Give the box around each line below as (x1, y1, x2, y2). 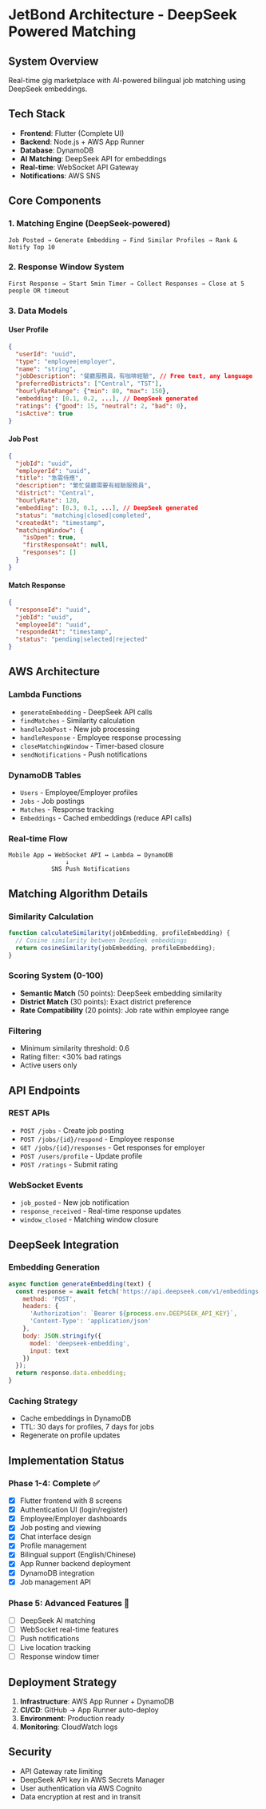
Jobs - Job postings (19, 797, 85, 806)
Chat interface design (19, 1532, 92, 1541)
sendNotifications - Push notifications (19, 749, 148, 759)
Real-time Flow (8, 833, 68, 844)
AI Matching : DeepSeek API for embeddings (19, 153, 167, 163)
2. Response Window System (8, 261, 125, 272)
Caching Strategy (8, 1395, 78, 1406)
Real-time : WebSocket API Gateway (19, 162, 139, 172)
